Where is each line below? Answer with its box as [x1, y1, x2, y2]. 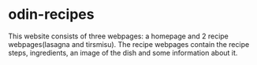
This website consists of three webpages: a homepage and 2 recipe [8, 31, 229, 41]
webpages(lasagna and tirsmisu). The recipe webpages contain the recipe [8, 39, 250, 49]
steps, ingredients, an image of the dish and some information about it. [8, 48, 238, 57]
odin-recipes [8, 5, 95, 23]
